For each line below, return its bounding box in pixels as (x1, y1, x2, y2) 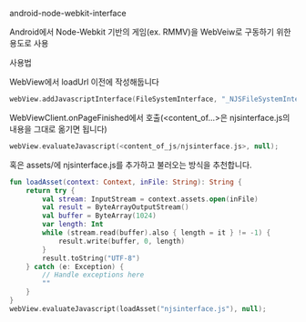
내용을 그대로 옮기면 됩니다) (9, 123, 107, 135)
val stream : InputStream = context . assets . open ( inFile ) (42, 195, 259, 204)
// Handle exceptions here (42, 270, 145, 280)
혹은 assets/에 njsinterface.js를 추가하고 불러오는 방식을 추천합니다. (9, 159, 252, 170)
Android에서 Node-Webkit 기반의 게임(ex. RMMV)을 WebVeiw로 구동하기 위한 (9, 26, 291, 37)
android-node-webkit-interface (9, 8, 127, 18)
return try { (25, 186, 76, 195)
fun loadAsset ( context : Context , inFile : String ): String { (9, 177, 243, 186)
